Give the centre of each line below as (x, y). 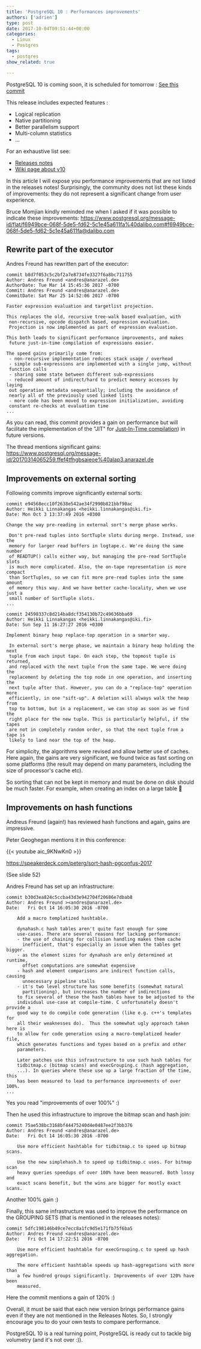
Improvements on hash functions (70, 807)
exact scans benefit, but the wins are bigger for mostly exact (99, 1183)
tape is (16, 735)
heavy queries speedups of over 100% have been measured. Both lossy (106, 1173)
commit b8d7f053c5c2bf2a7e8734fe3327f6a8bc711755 (70, 275)
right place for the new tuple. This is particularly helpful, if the (99, 720)
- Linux (21, 40)
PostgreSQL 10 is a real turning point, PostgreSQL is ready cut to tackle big (99, 1333)
